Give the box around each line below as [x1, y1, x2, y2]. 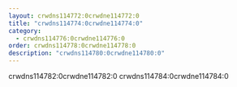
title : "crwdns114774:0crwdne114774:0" [8, 19, 144, 27]
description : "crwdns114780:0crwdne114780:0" [8, 49, 165, 57]
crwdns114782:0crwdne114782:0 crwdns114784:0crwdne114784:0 [8, 72, 229, 81]
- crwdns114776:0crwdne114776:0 [15, 34, 126, 43]
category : [8, 27, 42, 35]
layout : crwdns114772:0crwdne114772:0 [8, 11, 140, 20]
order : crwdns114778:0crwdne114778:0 [8, 42, 136, 50]
